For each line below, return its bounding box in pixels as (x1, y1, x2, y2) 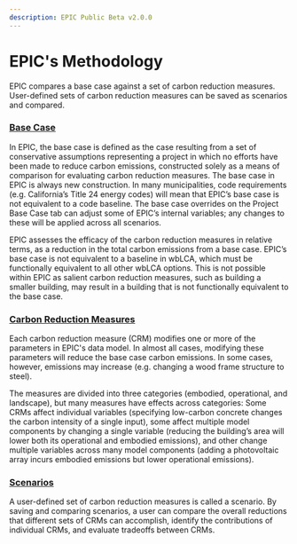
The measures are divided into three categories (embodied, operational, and (9, 388, 288, 399)
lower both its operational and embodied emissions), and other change (9, 436, 268, 446)
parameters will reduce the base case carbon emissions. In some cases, (9, 352, 273, 363)
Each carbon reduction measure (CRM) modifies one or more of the (9, 334, 256, 344)
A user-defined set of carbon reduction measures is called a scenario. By (9, 496, 277, 507)
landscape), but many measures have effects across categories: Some (9, 398, 267, 408)
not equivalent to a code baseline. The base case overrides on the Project (9, 198, 279, 209)
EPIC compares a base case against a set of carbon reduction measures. (9, 81, 276, 91)
